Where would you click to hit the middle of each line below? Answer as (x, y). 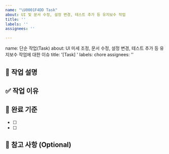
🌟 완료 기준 (22, 110)
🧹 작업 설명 (22, 72)
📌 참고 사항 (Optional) (38, 145)
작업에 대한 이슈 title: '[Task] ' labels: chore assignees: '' (76, 55)
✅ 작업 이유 (22, 91)
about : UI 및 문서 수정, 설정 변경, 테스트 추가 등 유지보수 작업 (66, 15)
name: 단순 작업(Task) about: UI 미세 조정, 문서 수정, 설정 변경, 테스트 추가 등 (82, 48)
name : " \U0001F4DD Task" (31, 10)
